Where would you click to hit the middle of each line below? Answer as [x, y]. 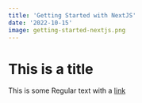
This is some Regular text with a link [67, 90]
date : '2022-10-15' [40, 23]
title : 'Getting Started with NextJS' [72, 15]
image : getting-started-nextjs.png [67, 30]
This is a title [51, 69]
